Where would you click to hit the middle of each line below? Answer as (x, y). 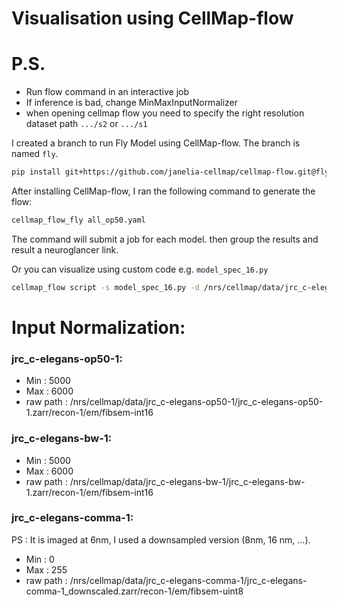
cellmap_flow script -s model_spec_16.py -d (105, 287)
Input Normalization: (98, 327)
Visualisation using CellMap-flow (152, 18)
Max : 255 (46, 569)
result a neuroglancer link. (65, 249)
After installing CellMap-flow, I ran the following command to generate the (163, 191)
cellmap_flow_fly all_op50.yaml (78, 220)
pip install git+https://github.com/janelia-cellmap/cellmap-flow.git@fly (170, 172)
